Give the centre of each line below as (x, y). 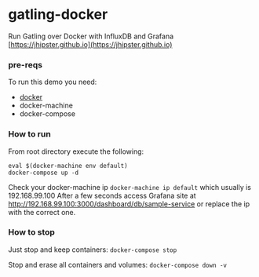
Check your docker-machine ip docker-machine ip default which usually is (129, 187)
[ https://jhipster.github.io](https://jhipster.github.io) (90, 44)
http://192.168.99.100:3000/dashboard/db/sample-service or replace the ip (129, 204)
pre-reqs (26, 64)
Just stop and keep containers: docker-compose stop (93, 250)
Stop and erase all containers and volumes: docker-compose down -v (118, 264)
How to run (29, 134)
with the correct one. (42, 212)
